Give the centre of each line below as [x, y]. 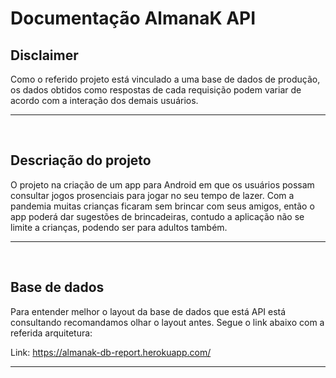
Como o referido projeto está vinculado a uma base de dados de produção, [165, 79]
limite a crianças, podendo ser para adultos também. [119, 227]
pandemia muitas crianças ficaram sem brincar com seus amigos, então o [162, 206]
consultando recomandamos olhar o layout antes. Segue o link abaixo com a [167, 322]
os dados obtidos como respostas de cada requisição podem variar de [156, 90]
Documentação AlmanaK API [133, 18]
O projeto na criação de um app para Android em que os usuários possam [162, 184]
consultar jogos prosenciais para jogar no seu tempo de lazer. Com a [152, 195]
